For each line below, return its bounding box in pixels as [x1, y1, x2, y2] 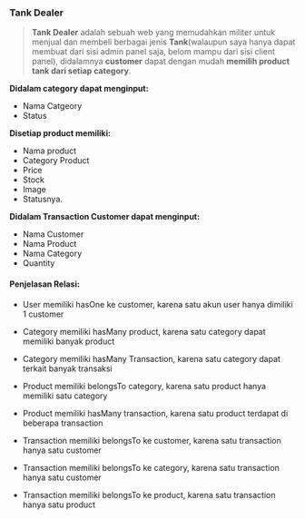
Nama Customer [22, 229, 84, 240]
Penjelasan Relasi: [9, 279, 80, 289]
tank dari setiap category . [31, 65, 132, 76]
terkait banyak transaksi [22, 363, 113, 374]
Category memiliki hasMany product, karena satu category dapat [22, 326, 266, 337]
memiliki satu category [22, 390, 108, 401]
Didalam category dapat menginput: [9, 83, 149, 94]
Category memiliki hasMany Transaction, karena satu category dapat [22, 353, 281, 364]
